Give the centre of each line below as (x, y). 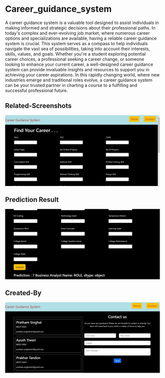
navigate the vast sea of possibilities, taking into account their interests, (78, 49)
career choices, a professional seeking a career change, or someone (75, 59)
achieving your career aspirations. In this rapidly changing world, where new (82, 75)
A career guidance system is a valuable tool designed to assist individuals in (82, 23)
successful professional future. (36, 90)
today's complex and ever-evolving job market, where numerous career (78, 33)
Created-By (23, 293)
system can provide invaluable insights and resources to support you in (77, 69)
